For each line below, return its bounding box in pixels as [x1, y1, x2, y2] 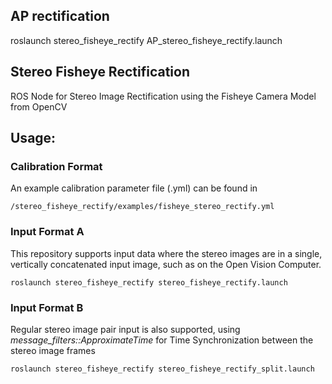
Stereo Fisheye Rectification [10, 64, 190, 81]
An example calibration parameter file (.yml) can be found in [10, 182, 258, 194]
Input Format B [10, 300, 84, 314]
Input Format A [10, 225, 85, 239]
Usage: [10, 130, 57, 147]
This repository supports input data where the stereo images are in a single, [10, 247, 323, 259]
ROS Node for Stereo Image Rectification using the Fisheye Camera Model [10, 90, 317, 102]
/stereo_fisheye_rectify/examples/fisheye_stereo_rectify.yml [10, 202, 275, 212]
